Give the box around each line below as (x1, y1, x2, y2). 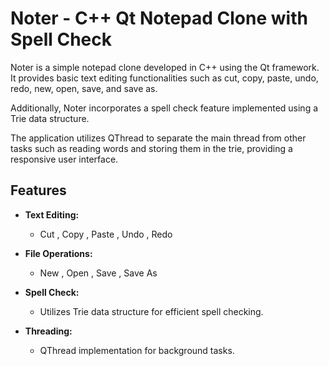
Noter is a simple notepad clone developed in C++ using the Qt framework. (10, 61, 320, 73)
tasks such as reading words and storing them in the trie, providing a (10, 142, 293, 154)
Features (10, 182, 67, 199)
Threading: (24, 325, 73, 337)
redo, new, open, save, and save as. (10, 82, 158, 94)
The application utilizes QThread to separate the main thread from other (10, 132, 307, 144)
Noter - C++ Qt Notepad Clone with (10, 7, 308, 30)
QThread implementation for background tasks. (39, 344, 235, 356)
